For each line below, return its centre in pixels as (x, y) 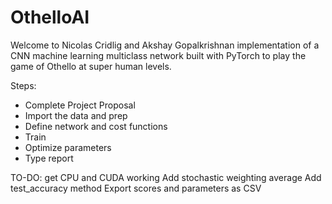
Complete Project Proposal (80, 105)
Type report (49, 158)
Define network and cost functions (96, 126)
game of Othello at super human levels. (91, 66)
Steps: (23, 85)
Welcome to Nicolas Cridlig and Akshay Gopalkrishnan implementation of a (165, 45)
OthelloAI (50, 17)
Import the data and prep (76, 115)
